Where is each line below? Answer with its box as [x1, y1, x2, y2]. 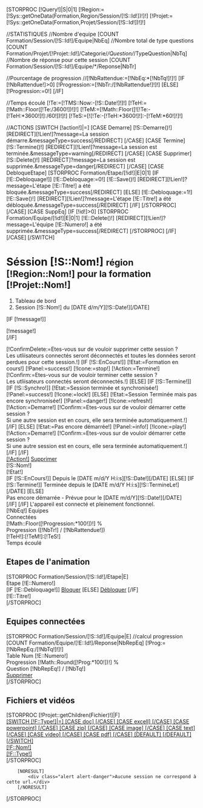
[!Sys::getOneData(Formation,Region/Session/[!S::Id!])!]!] [6, 12, 148, 19]
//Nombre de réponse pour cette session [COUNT [6, 57, 131, 63]
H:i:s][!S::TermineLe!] [126, 481, 180, 488]
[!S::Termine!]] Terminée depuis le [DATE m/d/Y [6, 481, 125, 488]
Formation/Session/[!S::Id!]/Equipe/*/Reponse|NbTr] [6, 63, 136, 70]
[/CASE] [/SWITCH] [6, 234, 55, 241]
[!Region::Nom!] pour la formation [6, 268, 151, 280]
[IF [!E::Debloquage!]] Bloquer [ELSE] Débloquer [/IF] [6, 585, 139, 593]
